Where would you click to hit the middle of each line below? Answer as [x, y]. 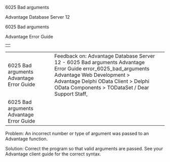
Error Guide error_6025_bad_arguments [102, 69]
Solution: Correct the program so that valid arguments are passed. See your [84, 149]
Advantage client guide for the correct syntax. [53, 154]
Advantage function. [27, 139]
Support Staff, [71, 94]
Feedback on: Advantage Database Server [105, 56]
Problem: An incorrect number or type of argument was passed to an [77, 133]
